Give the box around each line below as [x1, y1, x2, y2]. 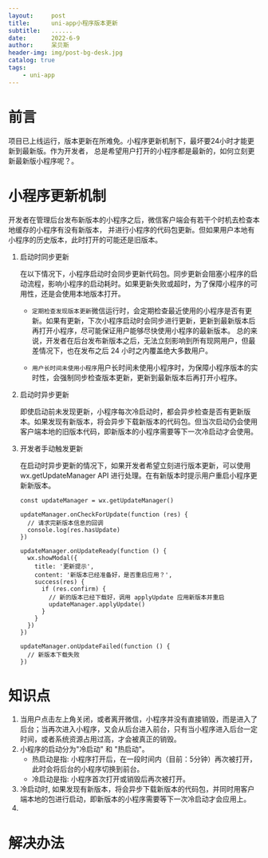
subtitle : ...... [8, 26, 73, 34]
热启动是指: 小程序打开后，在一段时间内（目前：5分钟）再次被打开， [31, 754, 257, 764]
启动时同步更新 [19, 252, 69, 261]
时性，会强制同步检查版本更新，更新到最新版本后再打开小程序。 [31, 372, 242, 382]
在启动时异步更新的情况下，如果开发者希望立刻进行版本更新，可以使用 [19, 460, 251, 470]
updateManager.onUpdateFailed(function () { [19, 642, 171, 650]
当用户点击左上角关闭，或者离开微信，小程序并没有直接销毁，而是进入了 [19, 714, 258, 724]
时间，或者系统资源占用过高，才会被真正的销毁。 [19, 734, 181, 744]
